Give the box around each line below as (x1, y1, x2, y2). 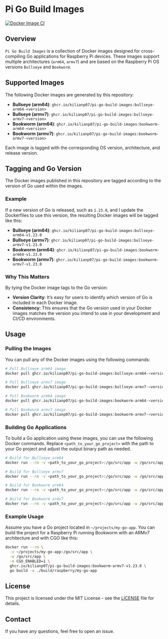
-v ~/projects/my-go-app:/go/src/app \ (9, 549, 93, 554)
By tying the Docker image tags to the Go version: (5, 284, 108, 290)
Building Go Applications (5, 424, 66, 431)
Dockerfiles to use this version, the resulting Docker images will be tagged (5, 212, 158, 218)
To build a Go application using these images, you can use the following (5, 435, 153, 441)
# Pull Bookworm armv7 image (5, 407, 66, 412)
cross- (140, 48, 155, 54)
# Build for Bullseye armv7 (5, 469, 64, 474)
